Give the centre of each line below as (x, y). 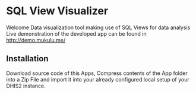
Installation (27, 59)
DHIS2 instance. (26, 86)
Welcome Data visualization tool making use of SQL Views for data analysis (98, 27)
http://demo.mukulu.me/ (36, 40)
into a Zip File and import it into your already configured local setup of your (98, 79)
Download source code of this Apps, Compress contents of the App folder (97, 73)
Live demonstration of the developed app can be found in (76, 33)
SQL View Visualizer (57, 11)
